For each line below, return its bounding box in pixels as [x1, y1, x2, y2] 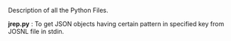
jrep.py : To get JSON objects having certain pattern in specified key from [8, 20, 225, 28]
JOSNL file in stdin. [8, 28, 64, 35]
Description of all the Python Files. [8, 6, 108, 14]
